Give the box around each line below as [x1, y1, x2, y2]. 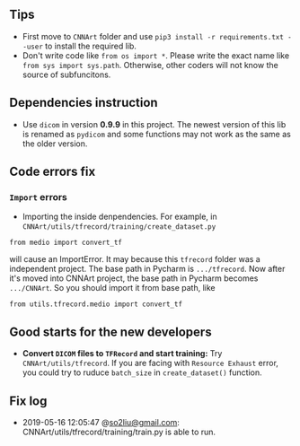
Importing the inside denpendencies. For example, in [22, 211, 217, 223]
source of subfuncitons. [22, 69, 111, 80]
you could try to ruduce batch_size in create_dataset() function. [22, 367, 262, 378]
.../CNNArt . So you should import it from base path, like [9, 283, 216, 293]
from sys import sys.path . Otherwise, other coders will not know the [22, 59, 278, 70]
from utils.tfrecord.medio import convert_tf [9, 300, 182, 309]
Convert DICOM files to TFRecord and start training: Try [22, 348, 223, 359]
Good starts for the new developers [9, 324, 213, 339]
